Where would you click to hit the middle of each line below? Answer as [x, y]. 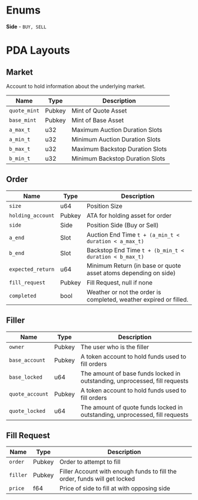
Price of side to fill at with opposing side [115, 488]
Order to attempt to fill [90, 462]
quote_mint [24, 110]
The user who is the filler [115, 347]
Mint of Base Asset [98, 120]
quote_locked [27, 411]
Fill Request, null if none [120, 282]
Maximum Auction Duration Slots [117, 130]
